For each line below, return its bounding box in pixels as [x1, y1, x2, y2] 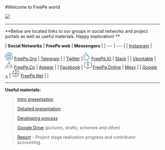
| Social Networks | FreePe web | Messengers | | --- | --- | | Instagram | [5, 43, 152, 48]
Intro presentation [17, 96, 54, 102]
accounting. [17, 139, 42, 145]
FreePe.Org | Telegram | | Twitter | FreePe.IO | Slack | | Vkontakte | [14, 56, 156, 62]
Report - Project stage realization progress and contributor [17, 134, 136, 140]
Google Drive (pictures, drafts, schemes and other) [17, 125, 120, 130]
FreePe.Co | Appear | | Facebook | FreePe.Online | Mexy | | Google [14, 64, 157, 70]
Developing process [17, 115, 58, 121]
